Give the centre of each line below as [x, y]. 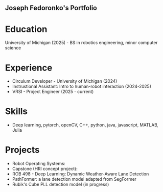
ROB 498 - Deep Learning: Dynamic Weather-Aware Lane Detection [81, 174]
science [13, 48]
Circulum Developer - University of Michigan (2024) [65, 81]
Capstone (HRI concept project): [45, 169]
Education [26, 29]
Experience [29, 68]
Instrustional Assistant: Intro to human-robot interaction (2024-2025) [82, 86]
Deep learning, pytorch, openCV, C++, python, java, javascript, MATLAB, [85, 125]
